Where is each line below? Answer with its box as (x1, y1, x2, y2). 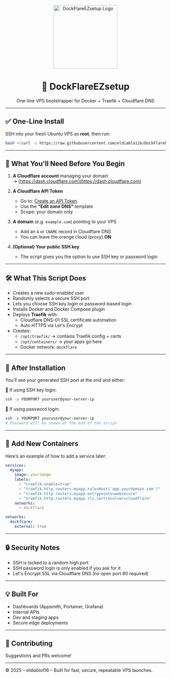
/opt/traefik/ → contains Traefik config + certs (20, 333, 122, 340)
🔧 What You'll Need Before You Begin (5, 159, 125, 168)
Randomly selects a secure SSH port (12, 295, 90, 301)
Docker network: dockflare (20, 344, 77, 350)
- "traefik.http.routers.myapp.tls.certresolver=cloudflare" (18, 496, 152, 501)
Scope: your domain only (20, 209, 73, 215)
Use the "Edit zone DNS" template (20, 204, 93, 210)
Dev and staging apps (12, 614, 59, 620)
